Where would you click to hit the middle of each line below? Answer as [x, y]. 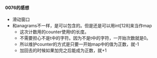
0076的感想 [17, 7]
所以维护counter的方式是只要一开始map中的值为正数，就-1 [79, 44]
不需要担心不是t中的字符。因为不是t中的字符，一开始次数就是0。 [85, 38]
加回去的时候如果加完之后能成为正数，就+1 [63, 51]
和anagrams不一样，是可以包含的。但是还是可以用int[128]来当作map [82, 26]
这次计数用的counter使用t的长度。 [54, 32]
